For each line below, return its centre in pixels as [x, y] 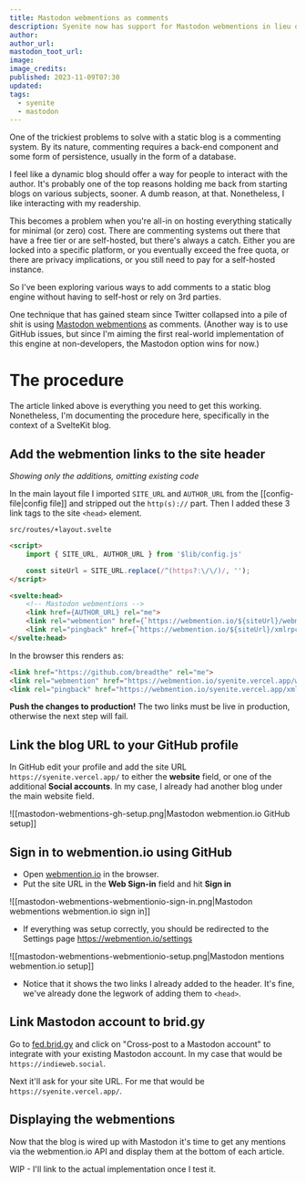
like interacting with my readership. [75, 204]
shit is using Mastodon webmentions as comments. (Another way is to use [149, 324]
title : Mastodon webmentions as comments [89, 18]
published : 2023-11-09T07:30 [65, 78]
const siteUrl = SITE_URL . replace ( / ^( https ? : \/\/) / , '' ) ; [138, 571]
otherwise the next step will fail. [69, 717]
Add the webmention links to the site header [138, 454]
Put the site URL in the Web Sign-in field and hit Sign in [127, 884]
